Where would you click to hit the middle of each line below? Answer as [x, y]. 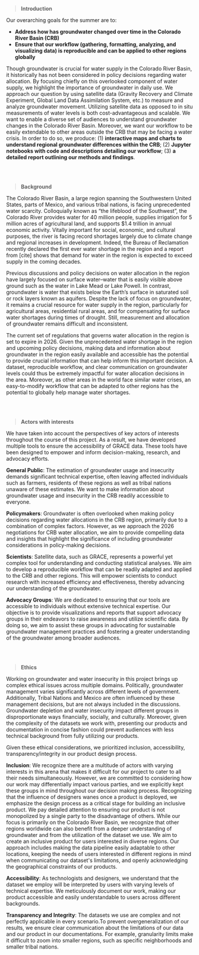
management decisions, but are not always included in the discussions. [94, 704]
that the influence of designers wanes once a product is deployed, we [92, 797]
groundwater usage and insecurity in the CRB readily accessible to [88, 495]
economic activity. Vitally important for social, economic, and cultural [91, 230]
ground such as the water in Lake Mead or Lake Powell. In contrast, [89, 286]
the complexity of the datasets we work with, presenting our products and [97, 723]
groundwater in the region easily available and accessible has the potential [97, 354]
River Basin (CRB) [37, 38]
